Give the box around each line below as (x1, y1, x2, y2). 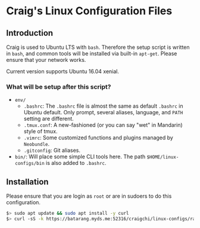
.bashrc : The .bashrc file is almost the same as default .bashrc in (23, 102, 183, 110)
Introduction (6, 28, 54, 38)
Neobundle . (23, 140, 50, 148)
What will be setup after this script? (6, 82, 111, 90)
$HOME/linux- (146, 154, 179, 160)
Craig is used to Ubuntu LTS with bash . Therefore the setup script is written (6, 43, 190, 51)
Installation (6, 177, 49, 187)
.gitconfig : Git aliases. (23, 147, 80, 154)
